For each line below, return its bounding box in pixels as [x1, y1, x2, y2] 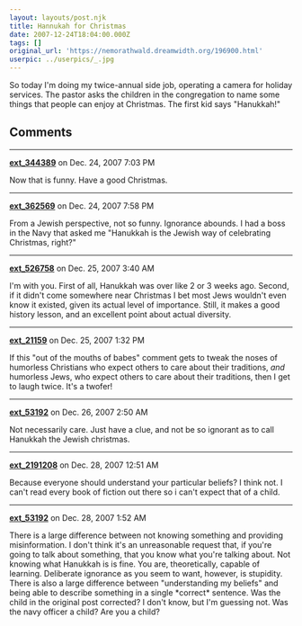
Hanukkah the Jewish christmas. [9, 434, 130, 444]
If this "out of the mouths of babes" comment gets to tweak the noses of [9, 352, 279, 362]
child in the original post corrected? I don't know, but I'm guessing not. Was [9, 596, 289, 607]
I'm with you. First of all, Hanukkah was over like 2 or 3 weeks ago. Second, [9, 280, 289, 291]
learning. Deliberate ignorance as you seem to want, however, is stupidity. [9, 568, 283, 578]
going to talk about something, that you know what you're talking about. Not [9, 549, 290, 559]
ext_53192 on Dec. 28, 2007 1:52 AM [9, 512, 147, 523]
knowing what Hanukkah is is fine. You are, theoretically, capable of [9, 559, 261, 569]
